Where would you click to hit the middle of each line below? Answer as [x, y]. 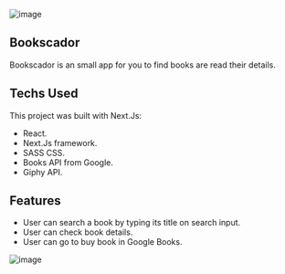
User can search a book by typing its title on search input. [132, 223]
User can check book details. [78, 232]
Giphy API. [42, 172]
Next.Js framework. [60, 142]
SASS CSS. [44, 153]
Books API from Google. [68, 162]
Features [35, 201]
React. [35, 133]
